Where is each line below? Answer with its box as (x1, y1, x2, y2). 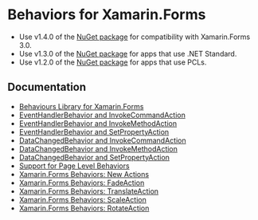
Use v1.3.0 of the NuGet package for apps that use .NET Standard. (18, 49, 237, 58)
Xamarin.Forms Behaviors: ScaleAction (18, 194, 147, 204)
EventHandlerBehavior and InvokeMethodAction (18, 118, 178, 128)
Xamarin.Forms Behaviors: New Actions (18, 169, 149, 179)
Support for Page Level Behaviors (18, 161, 130, 171)
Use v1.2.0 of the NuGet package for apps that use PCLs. (18, 57, 207, 67)
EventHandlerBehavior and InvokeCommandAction (18, 110, 186, 120)
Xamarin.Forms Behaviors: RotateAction (18, 203, 150, 213)
